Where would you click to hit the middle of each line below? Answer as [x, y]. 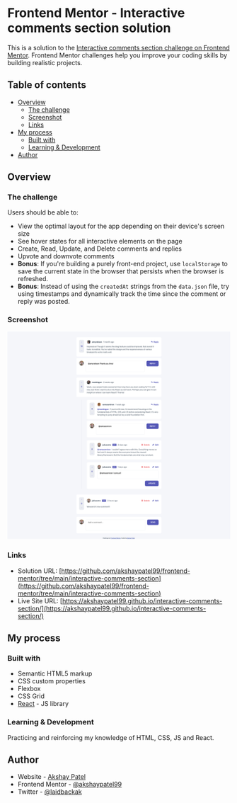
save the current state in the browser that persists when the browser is [121, 271]
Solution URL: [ [39, 571]
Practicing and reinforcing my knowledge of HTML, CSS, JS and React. [111, 737]
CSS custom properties [52, 681]
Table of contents [47, 85]
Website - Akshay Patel [52, 777]
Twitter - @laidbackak [50, 792]
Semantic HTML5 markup [55, 673]
